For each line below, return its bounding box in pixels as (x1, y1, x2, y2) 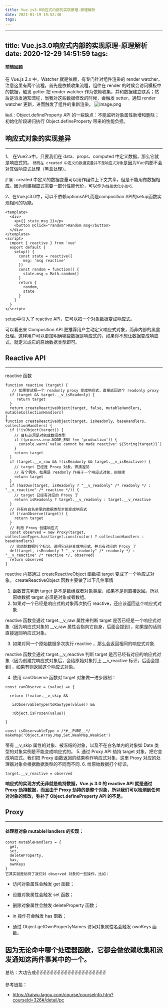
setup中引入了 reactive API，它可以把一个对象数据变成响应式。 (5, 316, 135, 322)
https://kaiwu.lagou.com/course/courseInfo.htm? (12, 992, 113, 998)
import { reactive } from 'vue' (9, 240, 77, 245)
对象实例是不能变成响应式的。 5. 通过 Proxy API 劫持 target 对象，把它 (13, 748, 158, 754)
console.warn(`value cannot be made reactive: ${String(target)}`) (18, 441, 162, 447)
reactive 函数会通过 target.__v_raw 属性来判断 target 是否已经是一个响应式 (5, 617, 157, 623)
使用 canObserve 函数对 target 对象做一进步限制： (12, 674, 116, 680)
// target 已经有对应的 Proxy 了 (14, 492, 78, 497)
